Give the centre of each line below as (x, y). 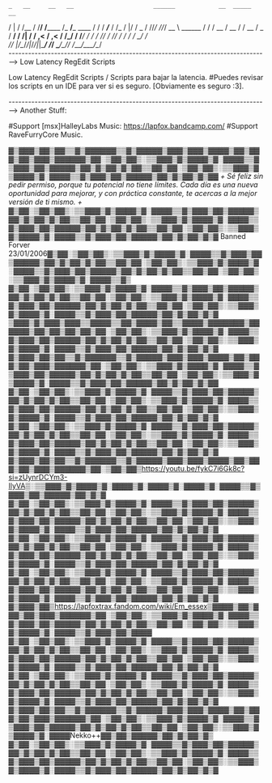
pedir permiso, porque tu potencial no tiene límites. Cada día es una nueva (133, 185)
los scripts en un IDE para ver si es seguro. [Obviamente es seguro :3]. (126, 86)
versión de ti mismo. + (45, 202)
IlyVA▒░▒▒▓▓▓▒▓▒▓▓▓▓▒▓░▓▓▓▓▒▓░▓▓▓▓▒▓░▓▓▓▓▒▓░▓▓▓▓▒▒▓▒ (135, 486)
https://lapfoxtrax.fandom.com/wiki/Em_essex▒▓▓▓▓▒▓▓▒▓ (157, 606)
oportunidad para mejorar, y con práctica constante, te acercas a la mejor (133, 193)
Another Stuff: (43, 110)
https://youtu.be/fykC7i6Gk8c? (193, 468)
